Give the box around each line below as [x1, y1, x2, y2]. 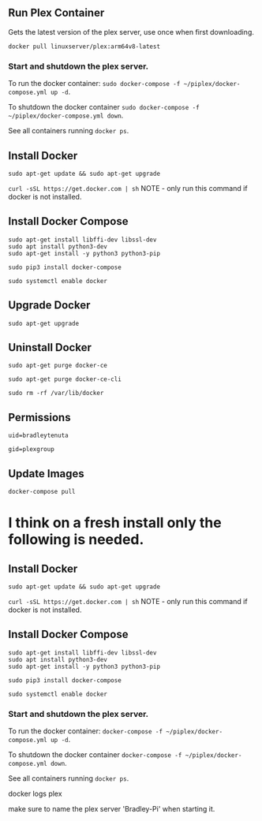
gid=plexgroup [8, 446, 55, 453]
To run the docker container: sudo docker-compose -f [8, 79, 181, 88]
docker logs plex [8, 789, 62, 799]
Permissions [8, 410, 71, 424]
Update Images [8, 467, 84, 480]
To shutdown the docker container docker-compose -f [8, 750, 182, 759]
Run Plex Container [8, 6, 105, 20]
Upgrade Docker [8, 299, 91, 312]
